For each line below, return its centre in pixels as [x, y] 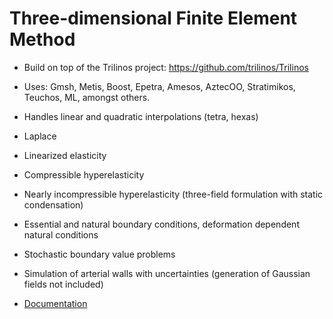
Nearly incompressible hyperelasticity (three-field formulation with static [173, 194]
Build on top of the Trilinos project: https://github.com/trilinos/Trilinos [166, 67]
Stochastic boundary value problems [99, 254]
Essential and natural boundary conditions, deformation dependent [161, 224]
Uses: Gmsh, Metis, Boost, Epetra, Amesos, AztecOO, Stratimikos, [159, 86]
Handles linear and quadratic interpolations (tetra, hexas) [141, 116]
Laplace [40, 136]
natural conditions [61, 234]
